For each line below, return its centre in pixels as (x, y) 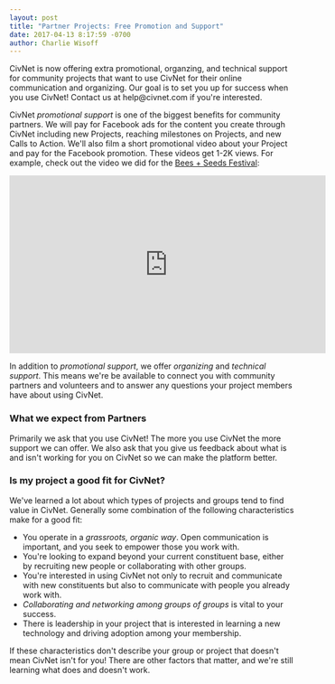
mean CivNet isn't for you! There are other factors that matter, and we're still (151, 660)
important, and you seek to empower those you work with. (131, 547)
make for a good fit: (46, 520)
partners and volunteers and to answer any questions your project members (151, 386)
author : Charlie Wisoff (54, 43)
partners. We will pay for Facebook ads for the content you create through (148, 125)
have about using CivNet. (56, 395)
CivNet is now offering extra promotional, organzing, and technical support (149, 69)
